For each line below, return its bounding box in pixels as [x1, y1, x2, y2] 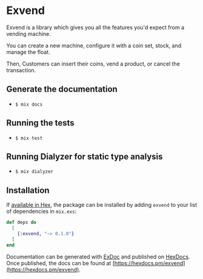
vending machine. [6, 30, 52, 37]
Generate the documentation [6, 84, 118, 95]
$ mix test [15, 135, 43, 141]
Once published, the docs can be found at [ [6, 259, 115, 267]
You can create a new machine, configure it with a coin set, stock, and [6, 42, 182, 49]
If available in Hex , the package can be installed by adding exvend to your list [6, 201, 198, 209]
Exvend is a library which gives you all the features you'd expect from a [6, 24, 185, 31]
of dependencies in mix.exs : [6, 207, 77, 215]
